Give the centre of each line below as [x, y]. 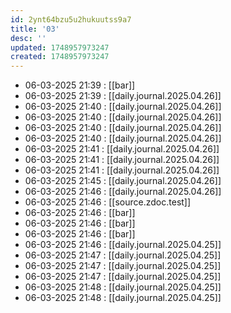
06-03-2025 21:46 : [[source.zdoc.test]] [108, 202]
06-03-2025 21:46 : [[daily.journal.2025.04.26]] [123, 192]
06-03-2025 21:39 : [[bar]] [80, 85]
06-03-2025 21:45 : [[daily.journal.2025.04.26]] [123, 181]
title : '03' [35, 29]
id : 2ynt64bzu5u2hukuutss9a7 [71, 19]
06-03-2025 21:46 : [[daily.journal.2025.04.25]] [123, 245]
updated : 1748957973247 [60, 47]
